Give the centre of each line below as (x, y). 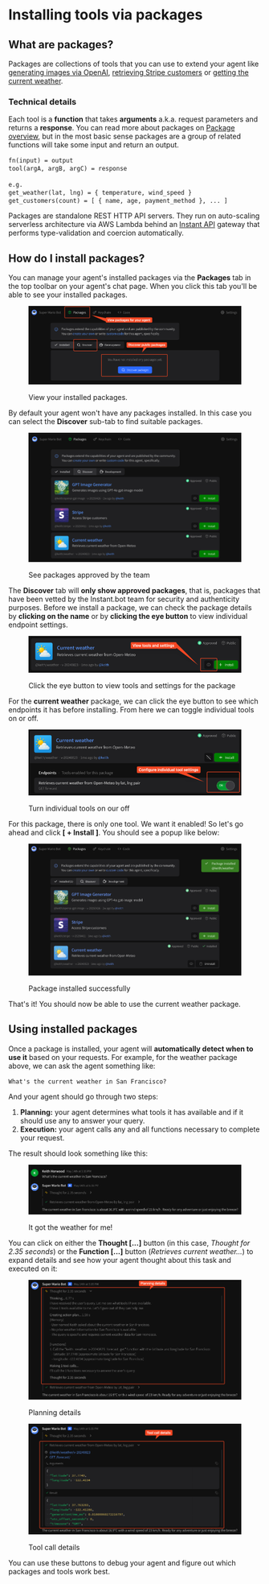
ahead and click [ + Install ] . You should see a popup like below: (114, 832)
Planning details (55, 1413)
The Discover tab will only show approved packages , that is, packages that (134, 591)
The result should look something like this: (78, 1153)
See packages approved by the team (89, 575)
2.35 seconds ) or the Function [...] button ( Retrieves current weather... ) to (131, 1252)
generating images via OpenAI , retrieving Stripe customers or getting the (128, 72)
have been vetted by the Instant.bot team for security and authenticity (124, 599)
